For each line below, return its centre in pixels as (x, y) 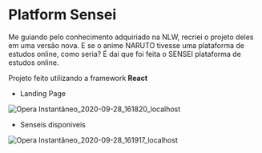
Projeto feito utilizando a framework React (78, 78)
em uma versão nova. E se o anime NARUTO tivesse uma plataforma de (127, 45)
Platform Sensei (62, 15)
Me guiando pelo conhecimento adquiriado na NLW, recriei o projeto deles (131, 37)
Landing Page (43, 93)
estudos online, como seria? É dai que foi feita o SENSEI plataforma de (125, 54)
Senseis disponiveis (53, 124)
